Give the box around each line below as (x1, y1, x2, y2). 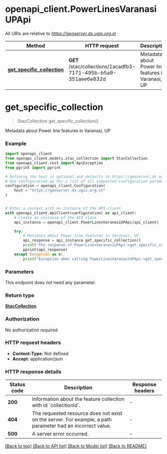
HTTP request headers (5, 339, 61, 346)
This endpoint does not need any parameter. (5, 279, 96, 285)
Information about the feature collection (32, 396, 125, 403)
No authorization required (5, 327, 58, 333)
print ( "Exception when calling (23, 256, 88, 261)
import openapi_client (5, 151, 52, 156)
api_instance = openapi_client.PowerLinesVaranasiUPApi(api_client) (14, 220, 159, 225)
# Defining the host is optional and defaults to (5, 174, 110, 179)
